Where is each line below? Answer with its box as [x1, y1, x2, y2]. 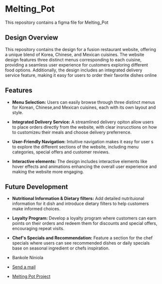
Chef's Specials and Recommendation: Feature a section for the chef [12, 235, 153, 241]
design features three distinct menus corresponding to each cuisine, [5, 57, 142, 63]
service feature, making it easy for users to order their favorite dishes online [5, 72, 157, 78]
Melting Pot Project [12, 273, 51, 280]
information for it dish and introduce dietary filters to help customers [12, 200, 149, 207]
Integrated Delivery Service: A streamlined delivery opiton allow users [12, 119, 154, 125]
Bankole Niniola [12, 255, 44, 261]
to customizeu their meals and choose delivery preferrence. [12, 129, 132, 135]
